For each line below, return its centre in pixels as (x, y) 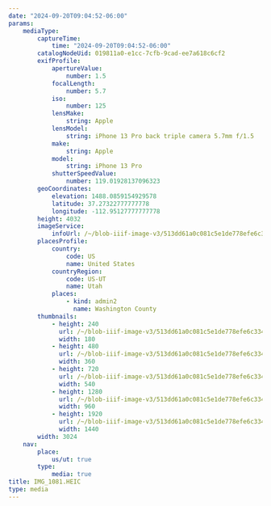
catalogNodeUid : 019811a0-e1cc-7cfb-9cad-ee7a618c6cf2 (131, 53)
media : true (71, 474)
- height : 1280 (77, 392)
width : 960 (77, 407)
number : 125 (86, 106)
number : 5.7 (86, 91)
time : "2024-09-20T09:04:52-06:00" (111, 46)
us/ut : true (71, 459)
